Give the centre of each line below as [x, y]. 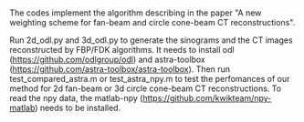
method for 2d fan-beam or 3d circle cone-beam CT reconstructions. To [145, 88]
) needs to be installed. [78, 108]
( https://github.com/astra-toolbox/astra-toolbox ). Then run [120, 69]
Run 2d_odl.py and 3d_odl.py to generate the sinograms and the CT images [152, 40]
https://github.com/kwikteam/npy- [207, 98]
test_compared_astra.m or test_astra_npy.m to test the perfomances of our [150, 79]
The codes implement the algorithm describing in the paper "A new [136, 13]
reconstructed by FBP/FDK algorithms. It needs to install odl [122, 50]
